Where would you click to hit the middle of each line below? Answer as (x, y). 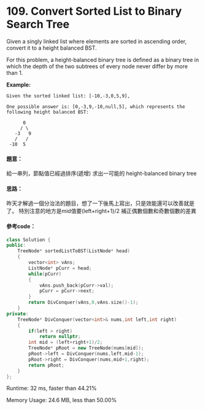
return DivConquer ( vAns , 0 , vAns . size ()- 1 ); (83, 303)
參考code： (21, 226)
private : (17, 314)
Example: (19, 85)
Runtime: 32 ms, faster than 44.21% (52, 389)
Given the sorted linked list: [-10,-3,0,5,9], (68, 96)
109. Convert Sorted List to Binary (94, 11)
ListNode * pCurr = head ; (60, 268)
